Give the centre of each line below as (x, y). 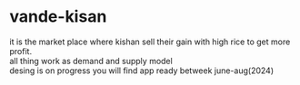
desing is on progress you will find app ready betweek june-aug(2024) (142, 71)
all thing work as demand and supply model (91, 61)
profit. (21, 51)
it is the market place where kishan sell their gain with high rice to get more (150, 42)
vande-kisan (58, 17)
